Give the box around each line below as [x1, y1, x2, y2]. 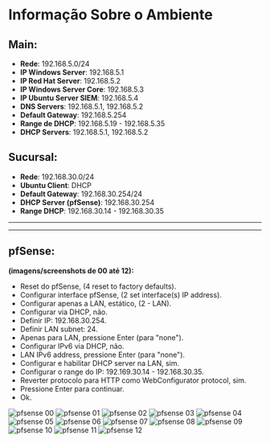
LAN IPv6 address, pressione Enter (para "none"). [19, 350, 186, 359]
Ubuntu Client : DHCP [19, 180, 92, 190]
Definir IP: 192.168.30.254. [19, 315, 107, 325]
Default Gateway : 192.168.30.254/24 [19, 189, 143, 199]
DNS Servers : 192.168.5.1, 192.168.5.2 [19, 102, 143, 111]
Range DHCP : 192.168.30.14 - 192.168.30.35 [19, 206, 165, 215]
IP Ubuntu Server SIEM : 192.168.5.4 [19, 93, 139, 102]
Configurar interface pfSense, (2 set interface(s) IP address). [19, 289, 223, 299]
